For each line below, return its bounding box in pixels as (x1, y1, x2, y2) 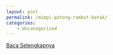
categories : (6, 20, 36, 26)
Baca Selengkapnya (6, 42, 55, 49)
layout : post (6, 8, 39, 15)
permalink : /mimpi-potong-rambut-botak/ (6, 14, 108, 20)
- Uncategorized (17, 25, 58, 32)
